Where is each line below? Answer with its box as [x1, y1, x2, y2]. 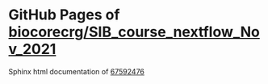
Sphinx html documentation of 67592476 [8, 66, 145, 76]
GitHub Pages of [8, 6, 120, 24]
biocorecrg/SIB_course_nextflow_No [8, 23, 261, 41]
